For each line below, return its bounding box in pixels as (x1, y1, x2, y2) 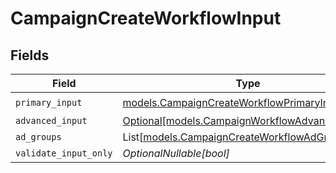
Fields (10, 47, 50, 64)
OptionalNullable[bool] (122, 147, 230, 160)
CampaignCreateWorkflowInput (10, 7, 282, 30)
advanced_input (15, 115, 88, 126)
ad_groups (15, 132, 62, 142)
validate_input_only (15, 148, 113, 159)
